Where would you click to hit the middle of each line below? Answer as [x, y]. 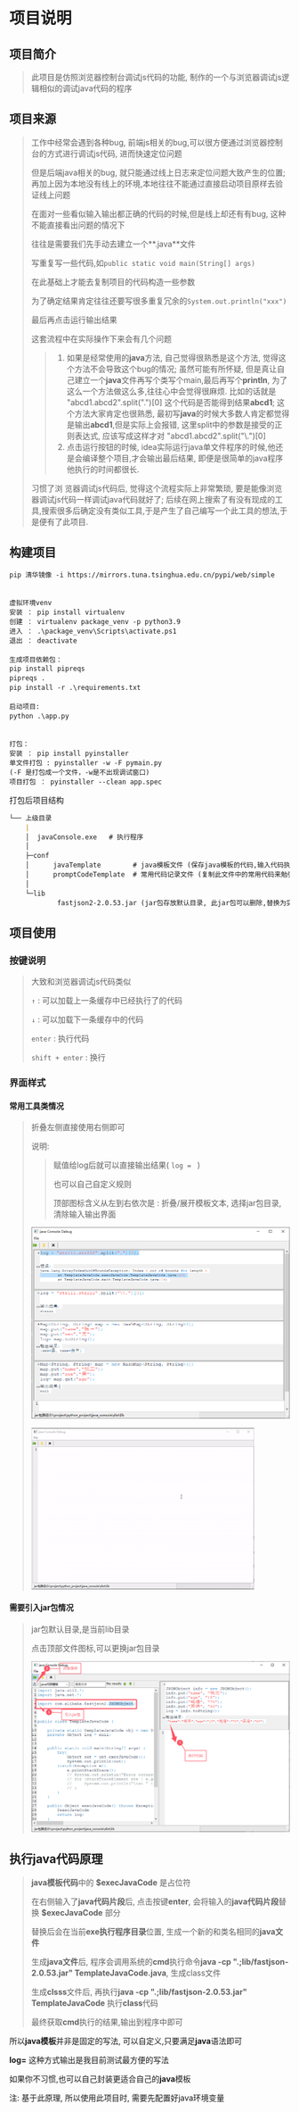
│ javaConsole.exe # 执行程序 [85, 837]
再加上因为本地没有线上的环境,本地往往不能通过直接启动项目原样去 [153, 183]
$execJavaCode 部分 [81, 1912]
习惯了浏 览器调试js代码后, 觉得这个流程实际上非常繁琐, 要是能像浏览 [157, 488]
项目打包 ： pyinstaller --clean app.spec [86, 782]
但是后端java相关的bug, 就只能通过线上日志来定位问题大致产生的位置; [158, 172]
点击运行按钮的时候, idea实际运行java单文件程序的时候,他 [171, 446]
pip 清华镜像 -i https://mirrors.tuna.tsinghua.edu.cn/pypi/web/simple [142, 575]
